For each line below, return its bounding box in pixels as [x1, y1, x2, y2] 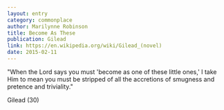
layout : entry [7, 10, 48, 17]
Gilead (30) [7, 95, 39, 104]
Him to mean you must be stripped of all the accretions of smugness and [7, 75, 215, 83]
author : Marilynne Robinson [7, 23, 88, 30]
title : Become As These [7, 29, 76, 37]
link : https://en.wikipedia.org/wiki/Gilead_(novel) [7, 42, 162, 49]
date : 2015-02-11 [7, 49, 57, 56]
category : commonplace [7, 17, 73, 24]
